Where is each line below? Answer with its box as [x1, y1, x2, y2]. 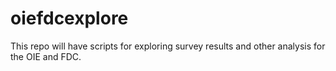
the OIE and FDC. [10, 50, 82, 62]
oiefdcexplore [10, 7, 129, 30]
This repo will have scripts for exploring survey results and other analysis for [10, 40, 326, 52]
